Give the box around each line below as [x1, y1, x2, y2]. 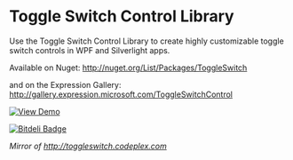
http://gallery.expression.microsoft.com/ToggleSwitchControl [9, 89, 234, 100]
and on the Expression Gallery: [9, 79, 122, 90]
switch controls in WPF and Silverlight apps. [9, 44, 170, 55]
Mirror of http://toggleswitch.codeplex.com [9, 140, 167, 151]
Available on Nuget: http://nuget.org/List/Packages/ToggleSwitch [9, 62, 248, 73]
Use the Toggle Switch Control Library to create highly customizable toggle [9, 36, 284, 46]
